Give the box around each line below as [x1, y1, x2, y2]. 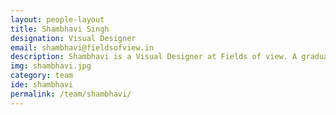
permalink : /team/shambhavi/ [10, 89, 132, 99]
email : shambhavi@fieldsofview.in [10, 42, 155, 53]
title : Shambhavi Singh [10, 24, 110, 34]
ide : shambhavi [10, 80, 74, 90]
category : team [10, 71, 74, 81]
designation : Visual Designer [10, 33, 137, 43]
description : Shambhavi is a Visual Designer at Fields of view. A [10, 52, 298, 62]
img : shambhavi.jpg [10, 61, 92, 71]
